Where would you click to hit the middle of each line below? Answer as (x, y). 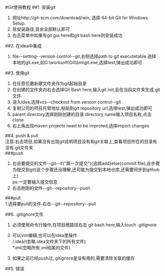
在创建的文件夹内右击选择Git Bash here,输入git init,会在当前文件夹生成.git (86, 90)
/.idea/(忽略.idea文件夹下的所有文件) (49, 241)
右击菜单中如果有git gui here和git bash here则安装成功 (67, 35)
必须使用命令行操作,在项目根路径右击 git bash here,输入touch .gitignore (84, 225)
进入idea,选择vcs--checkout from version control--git (66, 102)
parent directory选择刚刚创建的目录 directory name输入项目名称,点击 (82, 114)
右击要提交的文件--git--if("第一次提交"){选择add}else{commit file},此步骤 (86, 163)
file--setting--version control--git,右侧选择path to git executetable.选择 (84, 56)
